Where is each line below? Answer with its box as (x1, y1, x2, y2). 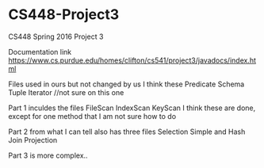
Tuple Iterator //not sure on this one (8, 87, 124, 97)
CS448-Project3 (8, 6, 120, 24)
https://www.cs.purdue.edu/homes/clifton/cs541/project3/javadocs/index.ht (8, 55, 256, 65)
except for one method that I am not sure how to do (8, 111, 177, 120)
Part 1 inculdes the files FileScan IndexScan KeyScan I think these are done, (8, 103, 256, 113)
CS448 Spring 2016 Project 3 (8, 32, 104, 41)
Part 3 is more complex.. (8, 151, 89, 160)
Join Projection (8, 135, 58, 144)
